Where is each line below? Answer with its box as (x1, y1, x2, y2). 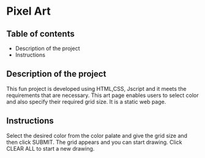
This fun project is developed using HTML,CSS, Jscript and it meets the (6, 85, 187, 92)
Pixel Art (6, 4, 51, 18)
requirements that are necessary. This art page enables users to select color (6, 92, 199, 99)
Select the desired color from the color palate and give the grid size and (6, 132, 188, 139)
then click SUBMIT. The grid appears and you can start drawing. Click (6, 138, 182, 146)
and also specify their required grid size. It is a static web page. (6, 98, 166, 105)
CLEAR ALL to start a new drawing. (6, 145, 95, 152)
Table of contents (6, 29, 75, 39)
